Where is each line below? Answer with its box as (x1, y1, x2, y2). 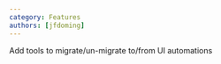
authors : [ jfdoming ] (9, 21, 86, 30)
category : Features (9, 12, 81, 22)
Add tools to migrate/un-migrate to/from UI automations (9, 45, 213, 55)
